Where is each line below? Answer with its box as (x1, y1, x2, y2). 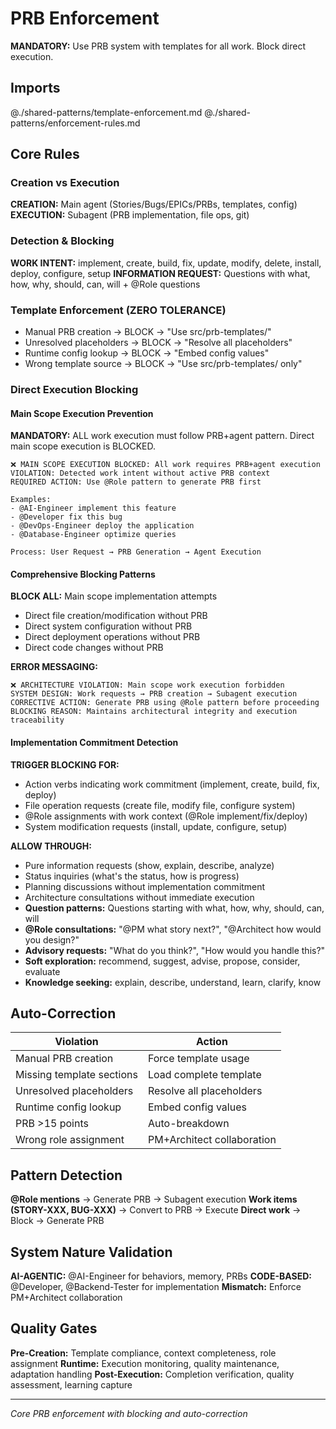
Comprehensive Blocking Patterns (10, 568, 156, 580)
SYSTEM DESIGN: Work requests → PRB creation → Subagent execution (10, 689, 298, 699)
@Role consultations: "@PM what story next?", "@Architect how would (24, 923, 322, 935)
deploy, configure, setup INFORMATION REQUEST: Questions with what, (10, 267, 311, 279)
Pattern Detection (10, 1167, 123, 1184)
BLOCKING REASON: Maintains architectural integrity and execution (10, 707, 298, 717)
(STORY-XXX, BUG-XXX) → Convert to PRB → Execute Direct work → (10, 1204, 302, 1216)
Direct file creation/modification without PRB (24, 610, 208, 622)
